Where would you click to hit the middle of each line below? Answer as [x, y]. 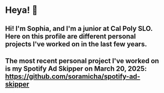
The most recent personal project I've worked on [82, 61]
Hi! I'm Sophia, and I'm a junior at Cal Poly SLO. [79, 29]
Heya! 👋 [22, 10]
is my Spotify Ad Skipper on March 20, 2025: [76, 68]
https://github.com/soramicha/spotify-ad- [73, 76]
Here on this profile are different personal [71, 36]
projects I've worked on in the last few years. [76, 44]
